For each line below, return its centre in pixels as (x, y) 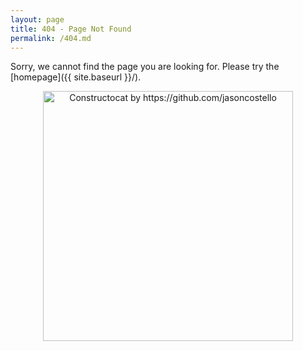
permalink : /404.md (51, 38)
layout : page (37, 19)
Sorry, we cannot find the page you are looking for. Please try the (145, 67)
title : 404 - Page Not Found (71, 29)
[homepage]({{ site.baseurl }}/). (76, 77)
